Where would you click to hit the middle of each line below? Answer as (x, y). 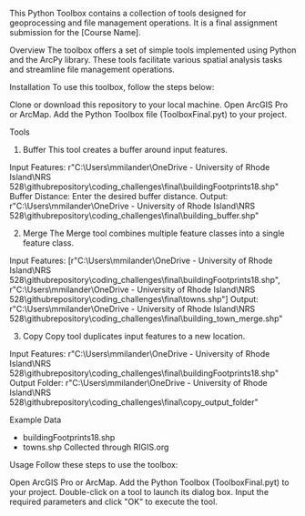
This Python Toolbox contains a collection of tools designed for (128, 13)
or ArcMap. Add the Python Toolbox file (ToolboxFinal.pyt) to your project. (148, 114)
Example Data (36, 420)
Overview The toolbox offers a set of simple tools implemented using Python (153, 50)
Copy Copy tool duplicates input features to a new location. (134, 336)
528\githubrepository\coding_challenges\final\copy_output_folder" (134, 402)
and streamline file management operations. (92, 69)
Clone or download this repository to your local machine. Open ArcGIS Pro (149, 105)
